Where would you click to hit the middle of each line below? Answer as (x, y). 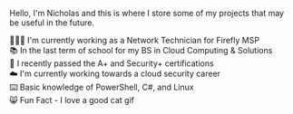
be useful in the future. (52, 23)
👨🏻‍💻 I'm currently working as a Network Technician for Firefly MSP (135, 40)
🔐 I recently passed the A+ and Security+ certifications (112, 63)
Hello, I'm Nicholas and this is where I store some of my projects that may (146, 13)
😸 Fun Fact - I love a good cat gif (72, 100)
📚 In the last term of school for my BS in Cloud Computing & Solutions (141, 50)
